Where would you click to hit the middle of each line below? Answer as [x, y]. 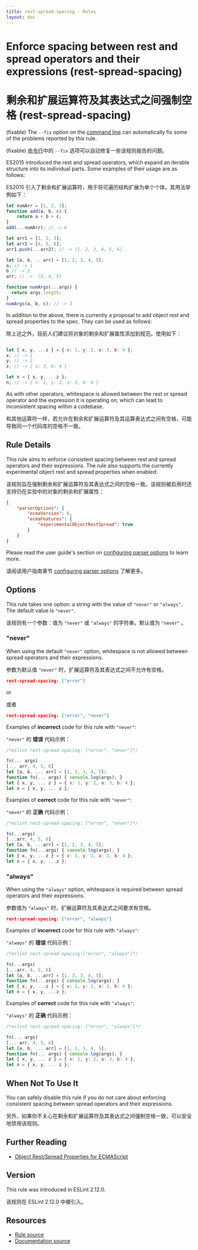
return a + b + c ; [39, 217]
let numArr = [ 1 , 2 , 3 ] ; [37, 206]
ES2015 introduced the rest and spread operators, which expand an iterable [98, 162]
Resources [26, 1221]
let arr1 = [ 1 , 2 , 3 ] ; [34, 238]
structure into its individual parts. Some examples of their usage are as [92, 169]
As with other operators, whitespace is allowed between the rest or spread [97, 393]
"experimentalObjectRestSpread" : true [85, 525]
